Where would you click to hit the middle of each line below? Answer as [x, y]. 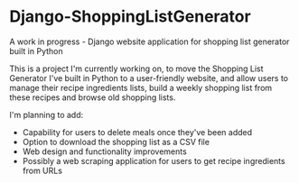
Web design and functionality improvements [104, 151]
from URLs [42, 170]
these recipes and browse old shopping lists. [93, 97]
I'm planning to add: [47, 114]
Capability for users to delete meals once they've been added [137, 132]
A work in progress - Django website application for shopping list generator [149, 41]
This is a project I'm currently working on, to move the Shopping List [136, 69]
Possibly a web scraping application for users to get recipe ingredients [154, 160]
